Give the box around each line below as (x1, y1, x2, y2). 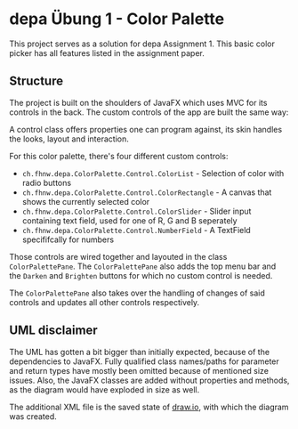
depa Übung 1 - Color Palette (9, 9, 225, 29)
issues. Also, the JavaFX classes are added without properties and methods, (9, 375, 290, 385)
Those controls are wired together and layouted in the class (9, 251, 228, 262)
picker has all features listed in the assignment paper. (9, 47, 205, 58)
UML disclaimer (9, 323, 98, 338)
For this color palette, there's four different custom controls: (9, 150, 229, 161)
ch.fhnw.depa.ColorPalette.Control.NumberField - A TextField (21, 224, 251, 235)
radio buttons (21, 177, 72, 188)
